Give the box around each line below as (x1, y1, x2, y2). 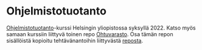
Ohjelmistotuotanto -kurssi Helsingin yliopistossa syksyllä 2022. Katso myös (6, 24, 196, 31)
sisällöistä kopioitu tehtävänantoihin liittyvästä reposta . (6, 37, 144, 44)
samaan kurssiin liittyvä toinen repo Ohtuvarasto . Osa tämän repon (6, 30, 173, 37)
